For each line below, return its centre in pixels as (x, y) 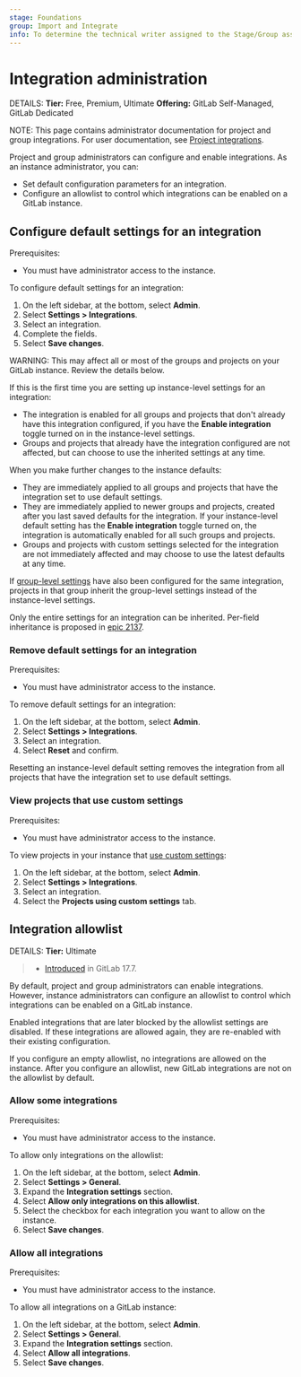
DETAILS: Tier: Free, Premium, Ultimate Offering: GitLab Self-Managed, (142, 103)
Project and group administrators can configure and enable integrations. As (148, 157)
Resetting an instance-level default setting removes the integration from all (147, 768)
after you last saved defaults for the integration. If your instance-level (150, 516)
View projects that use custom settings (96, 801)
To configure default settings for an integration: (96, 288)
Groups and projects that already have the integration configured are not (156, 443)
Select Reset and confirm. (70, 751)
